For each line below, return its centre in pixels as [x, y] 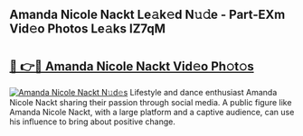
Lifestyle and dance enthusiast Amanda [204, 92]
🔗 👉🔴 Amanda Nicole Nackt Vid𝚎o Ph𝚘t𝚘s [132, 66]
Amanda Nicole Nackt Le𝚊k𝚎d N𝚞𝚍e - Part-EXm [147, 15]
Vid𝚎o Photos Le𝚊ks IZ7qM [87, 29]
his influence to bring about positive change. [93, 122]
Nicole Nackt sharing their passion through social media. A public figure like [151, 102]
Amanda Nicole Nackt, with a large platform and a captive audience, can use [152, 112]
